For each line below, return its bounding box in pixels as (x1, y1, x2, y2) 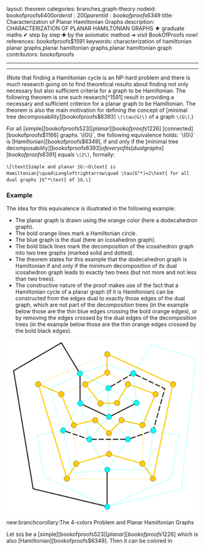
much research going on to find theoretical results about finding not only (6, 81, 189, 87)
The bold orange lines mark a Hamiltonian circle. (15, 229, 137, 237)
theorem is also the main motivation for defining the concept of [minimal (6, 106, 188, 114)
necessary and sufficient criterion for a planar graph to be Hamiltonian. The (6, 100, 196, 107)
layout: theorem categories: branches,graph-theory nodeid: (6, 6, 156, 12)
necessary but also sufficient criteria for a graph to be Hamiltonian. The (6, 87, 186, 94)
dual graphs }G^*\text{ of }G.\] (6, 177, 92, 183)
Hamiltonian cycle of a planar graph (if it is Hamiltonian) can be (15, 288, 174, 295)
